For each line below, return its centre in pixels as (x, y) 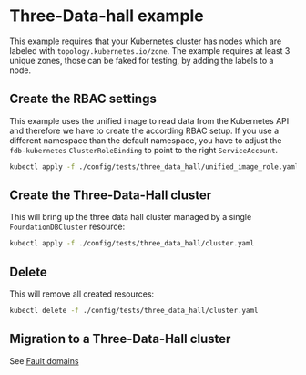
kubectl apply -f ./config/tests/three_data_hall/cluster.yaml (132, 244)
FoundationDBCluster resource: (67, 227)
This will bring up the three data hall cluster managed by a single (131, 217)
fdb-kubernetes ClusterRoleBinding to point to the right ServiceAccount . (144, 150)
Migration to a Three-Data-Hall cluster (120, 339)
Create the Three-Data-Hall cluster (111, 196)
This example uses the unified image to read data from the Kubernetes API (149, 120)
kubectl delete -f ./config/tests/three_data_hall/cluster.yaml (134, 311)
